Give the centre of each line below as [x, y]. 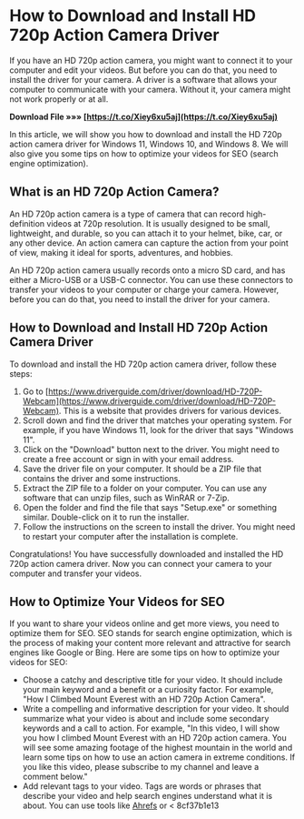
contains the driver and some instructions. [102, 478]
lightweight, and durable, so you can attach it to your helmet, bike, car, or [146, 233]
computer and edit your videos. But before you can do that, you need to [143, 70]
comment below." [55, 777]
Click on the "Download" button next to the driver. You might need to [151, 449]
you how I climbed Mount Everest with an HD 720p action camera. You [155, 738]
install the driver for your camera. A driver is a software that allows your [143, 79]
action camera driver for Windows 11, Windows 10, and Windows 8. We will [149, 144]
